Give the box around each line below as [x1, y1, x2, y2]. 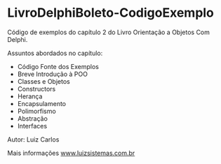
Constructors [17, 84, 56, 93]
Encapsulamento [17, 99, 67, 107]
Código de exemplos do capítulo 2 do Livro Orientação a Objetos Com [7, 28, 210, 36]
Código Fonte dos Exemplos [17, 62, 100, 70]
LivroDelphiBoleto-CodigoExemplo [7, 5, 214, 21]
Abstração [17, 114, 48, 123]
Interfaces [17, 121, 48, 130]
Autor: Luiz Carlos [7, 135, 60, 144]
